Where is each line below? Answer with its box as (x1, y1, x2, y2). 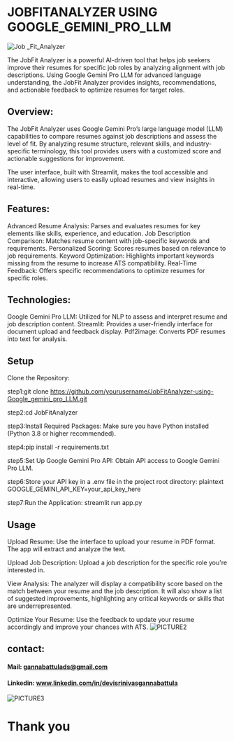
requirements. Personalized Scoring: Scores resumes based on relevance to (7, 244, 226, 252)
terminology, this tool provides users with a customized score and (31, 146, 221, 155)
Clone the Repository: (7, 374, 70, 382)
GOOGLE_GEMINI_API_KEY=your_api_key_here (7, 485, 141, 494)
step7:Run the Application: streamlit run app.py (7, 499, 142, 507)
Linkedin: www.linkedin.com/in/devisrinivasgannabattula (7, 679, 178, 687)
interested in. (7, 566, 45, 574)
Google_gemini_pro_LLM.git (7, 395, 87, 403)
